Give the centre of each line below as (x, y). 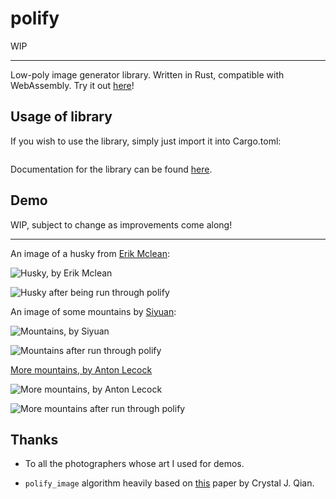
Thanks (34, 439)
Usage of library (61, 117)
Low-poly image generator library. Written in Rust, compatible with (147, 74)
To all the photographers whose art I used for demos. (134, 464)
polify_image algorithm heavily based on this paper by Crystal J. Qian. (169, 483)
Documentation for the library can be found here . (111, 169)
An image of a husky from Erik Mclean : (90, 253)
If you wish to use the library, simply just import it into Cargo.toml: (146, 141)
